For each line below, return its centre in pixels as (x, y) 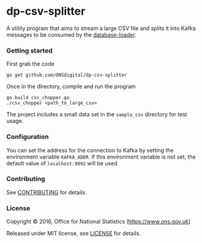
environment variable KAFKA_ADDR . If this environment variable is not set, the (101, 157)
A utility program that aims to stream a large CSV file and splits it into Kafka (101, 28)
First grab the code (31, 64)
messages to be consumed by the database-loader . (71, 34)
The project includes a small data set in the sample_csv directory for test (97, 114)
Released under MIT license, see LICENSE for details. (73, 233)
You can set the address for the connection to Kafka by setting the (90, 150)
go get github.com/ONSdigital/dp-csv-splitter (67, 75)
